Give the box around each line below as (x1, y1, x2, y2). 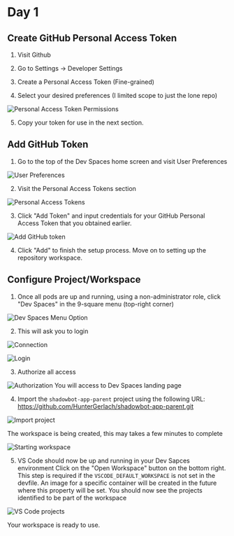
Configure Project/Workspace (7, 274, 141, 285)
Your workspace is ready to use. (7, 521, 101, 529)
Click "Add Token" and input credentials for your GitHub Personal (17, 211, 205, 220)
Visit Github (17, 50, 51, 59)
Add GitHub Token (7, 139, 89, 150)
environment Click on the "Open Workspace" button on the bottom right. (17, 463, 226, 472)
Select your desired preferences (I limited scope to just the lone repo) (17, 92, 218, 99)
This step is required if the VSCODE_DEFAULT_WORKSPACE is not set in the (17, 471, 216, 479)
